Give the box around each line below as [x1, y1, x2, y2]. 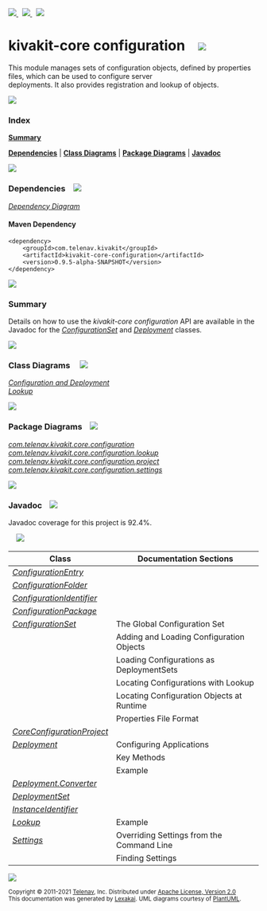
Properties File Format [115, 713, 199, 724]
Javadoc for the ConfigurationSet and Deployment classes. [8, 325, 203, 335]
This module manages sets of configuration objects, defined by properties [8, 63, 252, 73]
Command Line [115, 839, 173, 850]
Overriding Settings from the [115, 829, 222, 840]
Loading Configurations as [115, 654, 215, 665]
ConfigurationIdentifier [12, 592, 98, 603]
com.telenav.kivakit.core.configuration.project [8, 456, 160, 465]
